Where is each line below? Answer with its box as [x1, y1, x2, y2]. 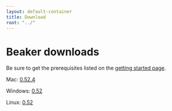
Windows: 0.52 [6, 87, 43, 94]
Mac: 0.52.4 [6, 76, 35, 83]
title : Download [6, 14, 46, 20]
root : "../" [6, 19, 35, 25]
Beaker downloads [6, 45, 100, 58]
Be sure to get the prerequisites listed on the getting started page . [6, 64, 166, 71]
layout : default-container [6, 8, 72, 15]
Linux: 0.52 [6, 99, 34, 106]
